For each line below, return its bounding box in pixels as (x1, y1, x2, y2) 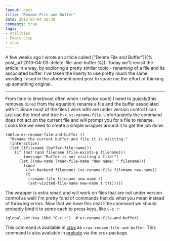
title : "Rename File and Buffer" (5, 12, 76, 17)
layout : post (5, 7, 33, 13)
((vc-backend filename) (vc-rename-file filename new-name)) (25, 167, 157, 172)
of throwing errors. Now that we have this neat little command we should (5, 200, 157, 206)
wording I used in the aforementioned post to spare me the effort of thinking (5, 75, 164, 81)
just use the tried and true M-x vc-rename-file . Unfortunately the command (5, 112, 162, 118)
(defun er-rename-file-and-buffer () (5, 132, 85, 137)
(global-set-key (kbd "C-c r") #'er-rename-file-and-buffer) (5, 215, 139, 220)
